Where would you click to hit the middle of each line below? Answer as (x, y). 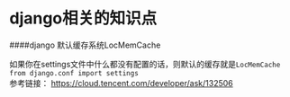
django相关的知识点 (83, 18)
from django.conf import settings (74, 73)
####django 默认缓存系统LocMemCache (85, 45)
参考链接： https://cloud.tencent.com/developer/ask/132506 (122, 83)
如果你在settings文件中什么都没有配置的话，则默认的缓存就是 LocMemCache (145, 64)
